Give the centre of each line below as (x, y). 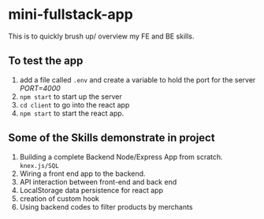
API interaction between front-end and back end (98, 181)
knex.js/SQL (39, 166)
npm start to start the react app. (72, 113)
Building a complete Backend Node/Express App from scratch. (121, 157)
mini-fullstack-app (71, 15)
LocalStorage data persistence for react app (91, 190)
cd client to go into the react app (74, 104)
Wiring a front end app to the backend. (82, 173)
